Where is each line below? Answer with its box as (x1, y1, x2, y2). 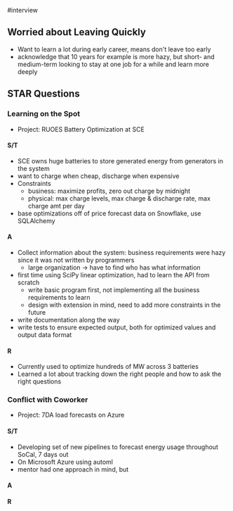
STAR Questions (7, 88, 80, 100)
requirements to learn (27, 293, 91, 301)
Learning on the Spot (7, 109, 81, 119)
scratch (17, 278, 40, 286)
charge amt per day (27, 201, 86, 210)
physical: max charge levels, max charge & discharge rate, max (27, 194, 211, 203)
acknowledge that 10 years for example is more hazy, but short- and (17, 52, 215, 61)
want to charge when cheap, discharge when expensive (17, 172, 180, 180)
